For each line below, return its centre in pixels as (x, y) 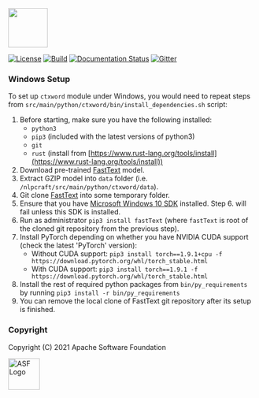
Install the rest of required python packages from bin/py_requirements (133, 285)
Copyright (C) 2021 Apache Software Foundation (87, 347)
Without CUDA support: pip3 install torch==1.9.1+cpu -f (127, 254)
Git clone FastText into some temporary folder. (95, 195)
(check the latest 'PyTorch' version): (78, 245)
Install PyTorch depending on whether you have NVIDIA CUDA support (134, 237)
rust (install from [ (61, 154)
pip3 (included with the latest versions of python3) (113, 136)
